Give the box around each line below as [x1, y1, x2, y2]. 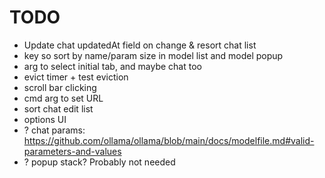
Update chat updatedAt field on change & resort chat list [23, 39, 257, 51]
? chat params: [23, 124, 86, 136]
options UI [23, 113, 67, 125]
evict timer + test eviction [23, 71, 129, 83]
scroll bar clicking [23, 81, 97, 93]
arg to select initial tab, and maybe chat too [23, 60, 202, 72]
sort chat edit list [23, 102, 94, 115]
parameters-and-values [23, 145, 122, 157]
